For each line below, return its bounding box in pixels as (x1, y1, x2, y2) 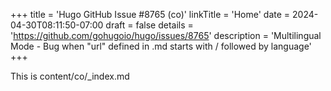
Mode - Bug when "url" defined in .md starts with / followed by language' (10, 40, 312, 52)
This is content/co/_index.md (10, 70, 130, 82)
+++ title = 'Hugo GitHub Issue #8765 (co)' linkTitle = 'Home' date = (10, 9, 291, 20)
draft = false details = (105, 19, 194, 31)
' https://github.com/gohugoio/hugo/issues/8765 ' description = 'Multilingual (10, 30, 322, 41)
